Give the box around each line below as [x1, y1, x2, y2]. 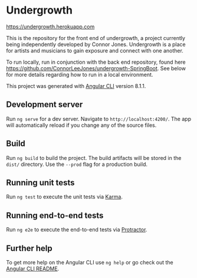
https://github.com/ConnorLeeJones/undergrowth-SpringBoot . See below [6, 64, 186, 71]
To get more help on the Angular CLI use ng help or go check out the [6, 259, 173, 266]
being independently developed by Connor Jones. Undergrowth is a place [6, 41, 186, 48]
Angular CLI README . [6, 265, 60, 272]
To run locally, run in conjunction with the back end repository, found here [6, 58, 186, 66]
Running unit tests [6, 178, 75, 188]
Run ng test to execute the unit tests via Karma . [6, 193, 123, 201]
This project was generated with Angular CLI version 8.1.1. [6, 82, 146, 89]
